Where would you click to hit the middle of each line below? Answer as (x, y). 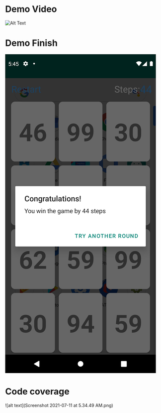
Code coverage (37, 392)
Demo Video (31, 9)
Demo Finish (32, 43)
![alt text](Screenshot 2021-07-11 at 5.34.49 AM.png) (59, 405)
